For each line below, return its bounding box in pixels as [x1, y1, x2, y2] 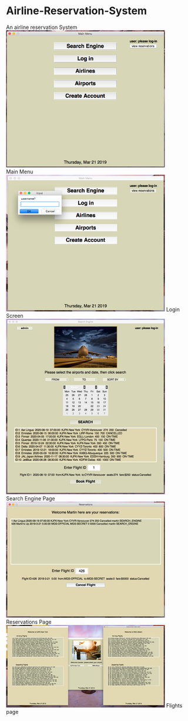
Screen [6, 312, 23, 319]
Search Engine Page [6, 495, 55, 502]
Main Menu [6, 168, 33, 175]
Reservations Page [6, 618, 52, 625]
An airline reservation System [6, 24, 78, 31]
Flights [166, 702, 183, 709]
